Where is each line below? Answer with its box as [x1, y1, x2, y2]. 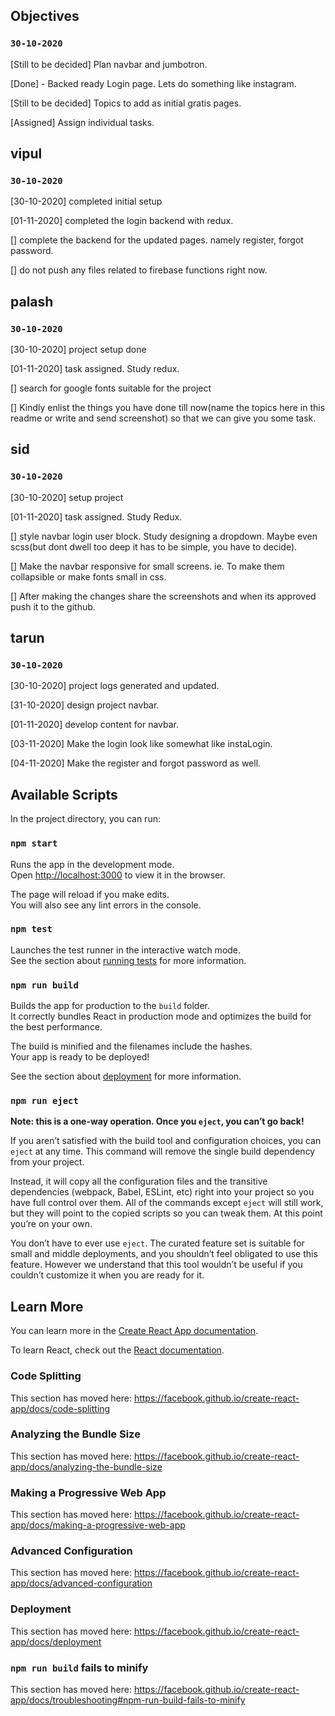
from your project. [10, 1156, 85, 1168]
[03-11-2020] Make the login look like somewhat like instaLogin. [10, 738, 273, 750]
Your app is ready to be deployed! [10, 1051, 150, 1063]
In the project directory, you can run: [10, 813, 161, 825]
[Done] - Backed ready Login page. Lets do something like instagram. [10, 77, 297, 89]
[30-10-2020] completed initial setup [10, 195, 163, 208]
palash [10, 293, 54, 310]
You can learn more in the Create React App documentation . [10, 1325, 259, 1337]
